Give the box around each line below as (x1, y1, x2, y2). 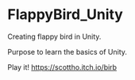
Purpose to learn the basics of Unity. (7, 47, 128, 56)
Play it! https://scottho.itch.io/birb (7, 62, 117, 72)
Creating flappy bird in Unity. (7, 32, 102, 41)
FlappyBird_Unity (7, 6, 124, 24)
